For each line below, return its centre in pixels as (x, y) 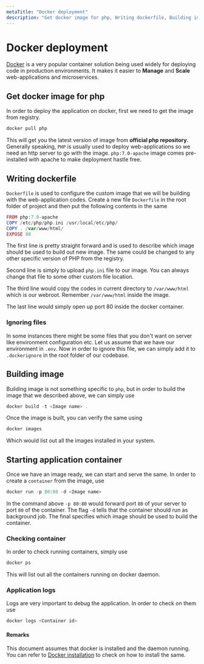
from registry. (23, 117)
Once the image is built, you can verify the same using (74, 418)
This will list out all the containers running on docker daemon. (83, 575)
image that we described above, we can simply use (70, 395)
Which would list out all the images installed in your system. (81, 441)
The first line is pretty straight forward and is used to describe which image (100, 246)
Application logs (31, 591)
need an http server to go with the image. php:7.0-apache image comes (95, 153)
